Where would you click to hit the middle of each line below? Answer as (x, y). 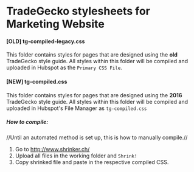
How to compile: (27, 122)
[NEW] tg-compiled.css (37, 81)
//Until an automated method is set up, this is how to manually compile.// (97, 137)
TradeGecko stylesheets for (78, 11)
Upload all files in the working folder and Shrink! (76, 156)
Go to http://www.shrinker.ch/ (52, 149)
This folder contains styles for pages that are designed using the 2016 (94, 95)
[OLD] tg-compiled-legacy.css (46, 41)
